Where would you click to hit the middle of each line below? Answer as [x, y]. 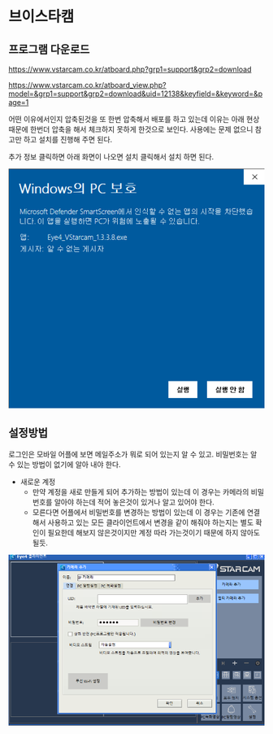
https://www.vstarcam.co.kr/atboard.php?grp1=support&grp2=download [130, 69]
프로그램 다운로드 [49, 49]
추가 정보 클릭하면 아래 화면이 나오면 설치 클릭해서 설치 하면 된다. [111, 157]
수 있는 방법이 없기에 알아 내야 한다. [65, 464]
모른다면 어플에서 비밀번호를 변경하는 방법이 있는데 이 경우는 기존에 [139, 512]
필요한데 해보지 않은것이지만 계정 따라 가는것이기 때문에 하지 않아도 [154, 532]
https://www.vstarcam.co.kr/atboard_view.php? [87, 85]
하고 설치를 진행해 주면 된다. [68, 140]
